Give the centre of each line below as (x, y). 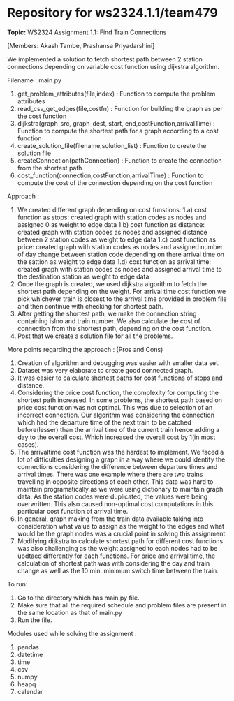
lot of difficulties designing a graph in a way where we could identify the (121, 459)
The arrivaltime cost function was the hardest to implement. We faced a (120, 452)
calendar (30, 691)
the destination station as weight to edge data (83, 276)
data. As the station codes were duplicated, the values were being (112, 496)
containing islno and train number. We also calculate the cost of (109, 321)
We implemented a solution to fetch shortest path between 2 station (105, 59)
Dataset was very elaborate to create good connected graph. (105, 370)
